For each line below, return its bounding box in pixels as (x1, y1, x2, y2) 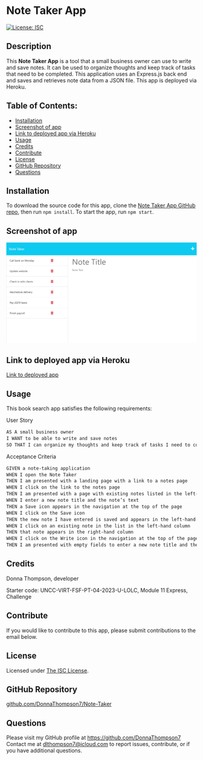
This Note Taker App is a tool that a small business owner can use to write (6, 57, 192, 64)
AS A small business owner (6, 429, 74, 435)
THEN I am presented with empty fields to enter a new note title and (6, 542, 188, 548)
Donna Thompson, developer (6, 575, 79, 582)
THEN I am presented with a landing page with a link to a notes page (6, 478, 188, 484)
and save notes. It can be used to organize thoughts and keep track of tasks (6, 64, 196, 71)
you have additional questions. (6, 747, 83, 755)
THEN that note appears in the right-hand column (6, 529, 134, 535)
